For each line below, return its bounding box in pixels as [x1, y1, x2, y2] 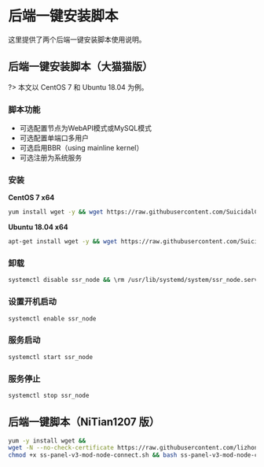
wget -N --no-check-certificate [8, 444, 114, 452]
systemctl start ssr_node [8, 353, 93, 361]
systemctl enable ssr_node [8, 314, 97, 323]
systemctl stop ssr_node [8, 391, 90, 399]
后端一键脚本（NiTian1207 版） [8, 415, 160, 429]
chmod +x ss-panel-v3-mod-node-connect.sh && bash [8, 451, 178, 459]
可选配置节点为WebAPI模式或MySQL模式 [19, 124, 152, 133]
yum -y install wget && [8, 436, 86, 445]
